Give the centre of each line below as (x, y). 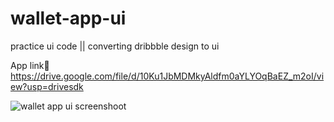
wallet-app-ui (68, 18)
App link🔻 (30, 65)
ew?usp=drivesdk (47, 86)
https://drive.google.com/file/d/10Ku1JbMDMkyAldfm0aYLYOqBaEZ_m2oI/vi (167, 76)
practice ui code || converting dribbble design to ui (115, 46)
